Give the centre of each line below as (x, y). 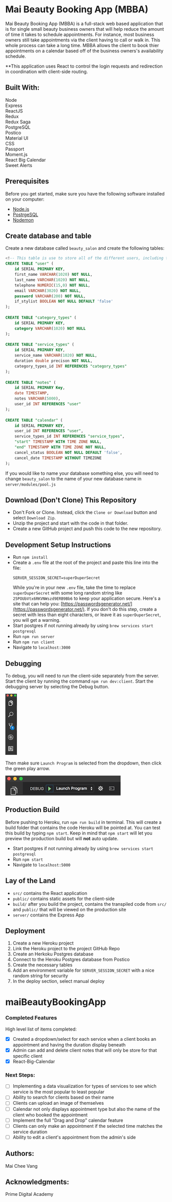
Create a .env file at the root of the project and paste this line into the (85, 563)
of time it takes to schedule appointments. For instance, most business (80, 34)
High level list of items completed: (41, 1029)
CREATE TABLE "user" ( (29, 264)
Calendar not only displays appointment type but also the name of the (86, 1109)
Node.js (21, 209)
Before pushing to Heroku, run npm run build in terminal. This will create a (83, 822)
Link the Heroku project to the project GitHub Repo (66, 949)
